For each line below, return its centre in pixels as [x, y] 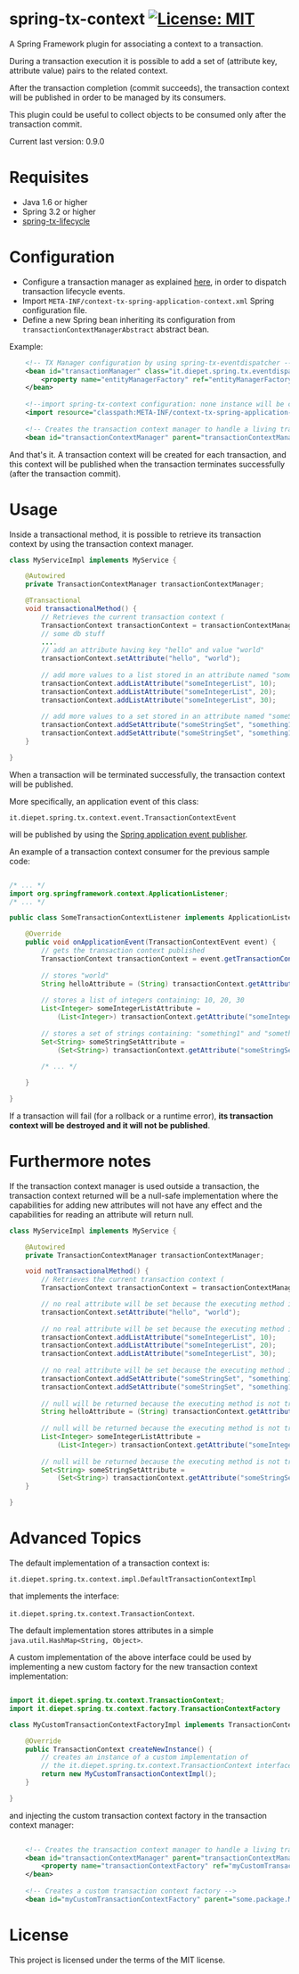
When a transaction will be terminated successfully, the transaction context [147, 774]
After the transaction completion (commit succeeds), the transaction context [149, 87]
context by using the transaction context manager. [101, 543]
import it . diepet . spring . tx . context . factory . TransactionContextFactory [145, 1708]
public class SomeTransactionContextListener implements [117, 918]
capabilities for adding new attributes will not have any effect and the [136, 1205]
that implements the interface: [65, 1596]
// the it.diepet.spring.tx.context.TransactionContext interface [167, 1766]
